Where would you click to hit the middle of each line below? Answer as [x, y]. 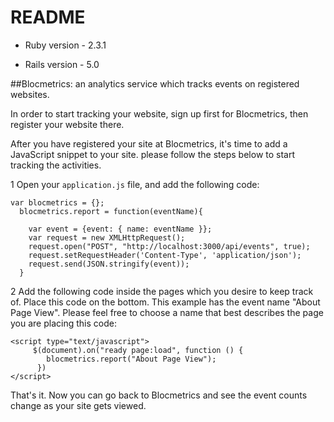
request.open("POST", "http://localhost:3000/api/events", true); [169, 246]
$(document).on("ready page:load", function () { [138, 350]
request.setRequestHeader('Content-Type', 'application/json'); [165, 255]
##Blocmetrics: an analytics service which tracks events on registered [155, 83]
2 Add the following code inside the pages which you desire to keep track [162, 291]
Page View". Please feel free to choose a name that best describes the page [167, 312]
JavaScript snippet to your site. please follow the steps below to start [153, 154]
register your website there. [67, 124]
